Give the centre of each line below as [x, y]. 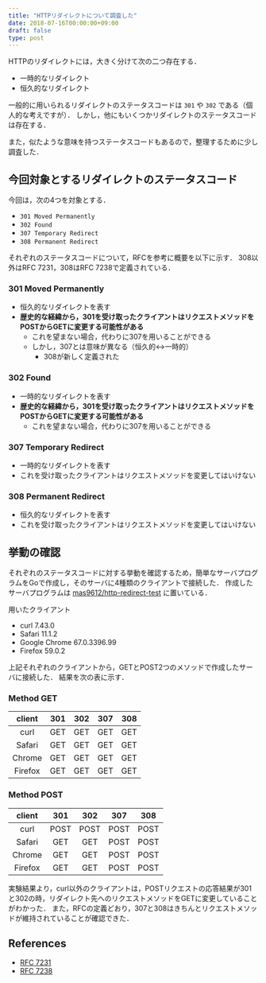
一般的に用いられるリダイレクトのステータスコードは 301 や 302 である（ [127, 105]
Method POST [36, 795]
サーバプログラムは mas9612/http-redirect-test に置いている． [110, 593]
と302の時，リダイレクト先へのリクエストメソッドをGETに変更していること [133, 898]
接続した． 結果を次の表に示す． [75, 678]
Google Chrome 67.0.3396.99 [68, 643]
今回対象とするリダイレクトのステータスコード [123, 179]
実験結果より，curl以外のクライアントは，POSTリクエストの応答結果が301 [130, 888]
